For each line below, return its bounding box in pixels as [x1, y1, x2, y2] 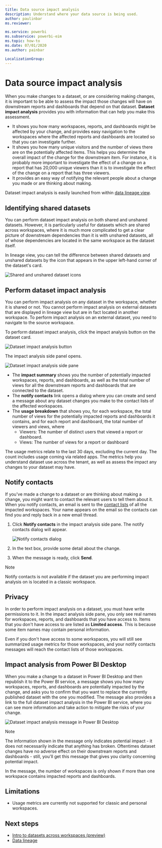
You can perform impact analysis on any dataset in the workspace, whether [5, 299, 157, 305]
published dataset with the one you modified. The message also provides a [5, 694, 156, 700]
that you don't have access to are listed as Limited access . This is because [5, 621, 156, 627]
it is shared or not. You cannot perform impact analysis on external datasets [5, 304, 157, 310]
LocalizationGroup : [5, 56, 45, 61]
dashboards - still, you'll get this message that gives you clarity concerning [5, 753, 156, 759]
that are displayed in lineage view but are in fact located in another [5, 310, 139, 315]
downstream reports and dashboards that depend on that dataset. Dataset [5, 104, 155, 110]
